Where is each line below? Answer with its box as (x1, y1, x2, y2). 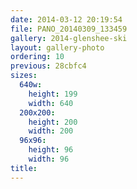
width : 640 (28, 98, 74, 108)
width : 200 (28, 126, 74, 136)
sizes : (10, 71, 38, 81)
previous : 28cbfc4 (10, 61, 87, 71)
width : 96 (28, 154, 70, 164)
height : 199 (28, 89, 78, 99)
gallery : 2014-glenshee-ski (10, 33, 128, 43)
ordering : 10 (10, 52, 65, 62)
